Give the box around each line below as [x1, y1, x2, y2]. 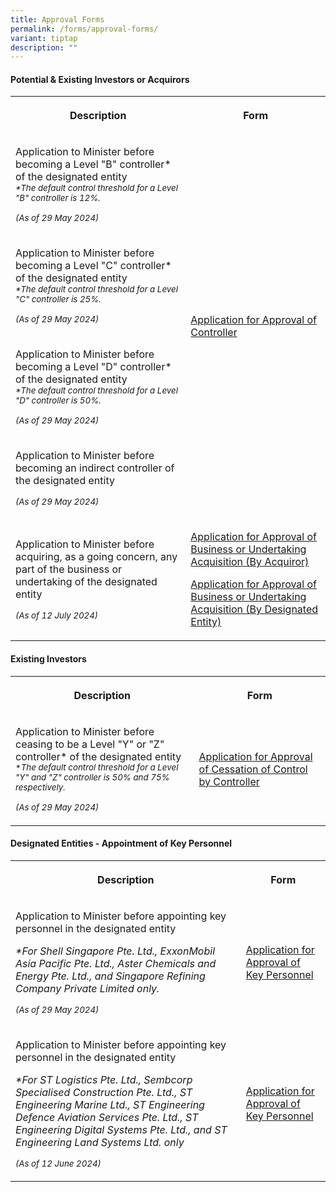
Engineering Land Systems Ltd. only [15, 1135, 185, 1149]
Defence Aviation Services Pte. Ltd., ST [15, 1110, 199, 1124]
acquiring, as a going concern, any [15, 550, 178, 564]
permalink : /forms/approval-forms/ [10, 24, 159, 34]
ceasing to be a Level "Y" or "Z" [15, 737, 165, 751]
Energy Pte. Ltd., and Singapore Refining [15, 969, 206, 983]
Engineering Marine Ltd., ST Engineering [15, 1097, 205, 1111]
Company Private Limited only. [15, 981, 160, 995]
